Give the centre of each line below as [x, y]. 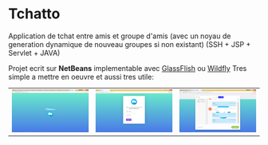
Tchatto [34, 14]
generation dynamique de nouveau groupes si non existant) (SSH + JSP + [130, 44]
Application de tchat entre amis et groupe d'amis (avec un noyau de [120, 36]
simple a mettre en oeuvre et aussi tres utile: [81, 76]
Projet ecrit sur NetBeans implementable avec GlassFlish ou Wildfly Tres [128, 68]
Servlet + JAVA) [34, 53]
